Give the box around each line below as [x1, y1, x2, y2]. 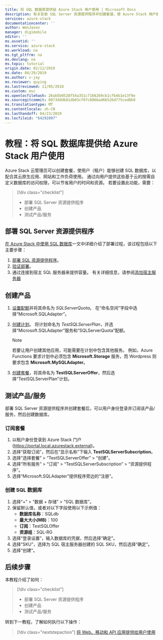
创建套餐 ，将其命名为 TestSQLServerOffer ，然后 [12, 370, 111, 376]
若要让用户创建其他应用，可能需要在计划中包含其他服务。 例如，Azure [12, 347, 153, 353]
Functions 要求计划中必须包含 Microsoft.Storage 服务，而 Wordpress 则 [12, 353, 157, 359]
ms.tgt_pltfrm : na [5, 52, 42, 57]
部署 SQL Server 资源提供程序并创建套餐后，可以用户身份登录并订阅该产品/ [5, 405, 155, 411]
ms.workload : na [5, 48, 38, 53]
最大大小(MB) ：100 [19, 517, 58, 523]
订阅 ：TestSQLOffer [19, 523, 60, 529]
